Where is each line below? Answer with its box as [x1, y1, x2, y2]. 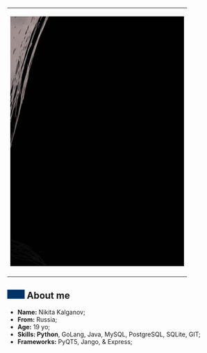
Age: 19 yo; [17, 323, 51, 331]
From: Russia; [17, 315, 58, 324]
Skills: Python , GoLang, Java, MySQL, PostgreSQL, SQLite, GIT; [17, 330, 201, 338]
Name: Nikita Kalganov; [17, 308, 85, 317]
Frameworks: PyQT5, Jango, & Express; [17, 338, 133, 346]
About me [26, 290, 71, 301]
